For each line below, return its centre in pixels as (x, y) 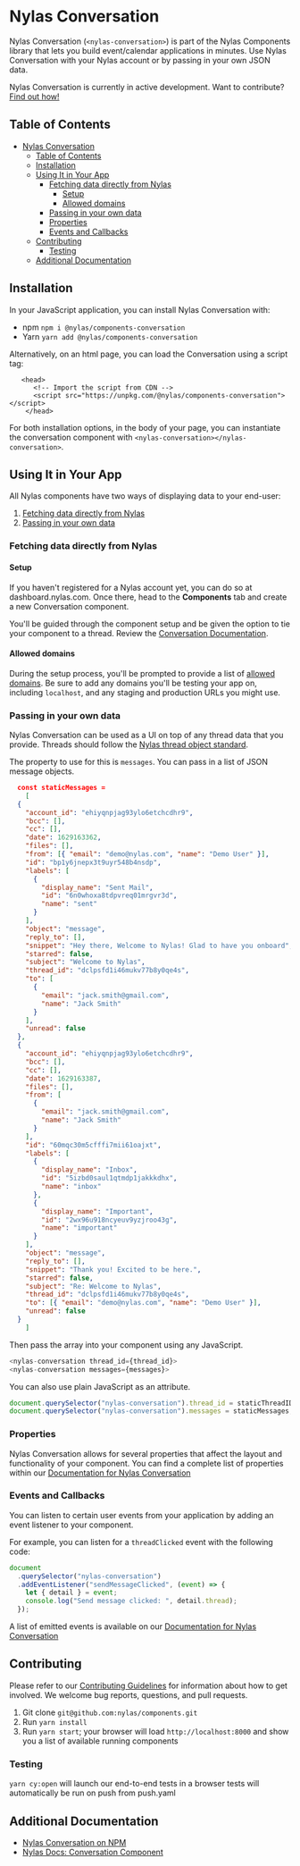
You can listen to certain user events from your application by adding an (142, 1515)
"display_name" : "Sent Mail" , (97, 887)
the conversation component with (71, 437)
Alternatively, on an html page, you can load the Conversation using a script (149, 354)
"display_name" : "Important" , (97, 1211)
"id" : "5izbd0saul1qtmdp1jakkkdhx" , (109, 1178)
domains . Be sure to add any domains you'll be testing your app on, (133, 683)
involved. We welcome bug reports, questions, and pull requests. (129, 1694)
